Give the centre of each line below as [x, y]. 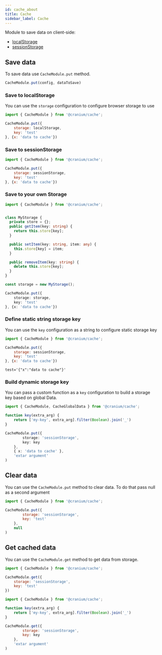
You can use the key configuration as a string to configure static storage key [81, 330]
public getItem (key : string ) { [41, 226]
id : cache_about [21, 9]
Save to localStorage [30, 95]
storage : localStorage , [38, 128]
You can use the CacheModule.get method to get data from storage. [72, 559]
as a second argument [27, 492]
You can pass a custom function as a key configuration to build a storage [78, 393]
